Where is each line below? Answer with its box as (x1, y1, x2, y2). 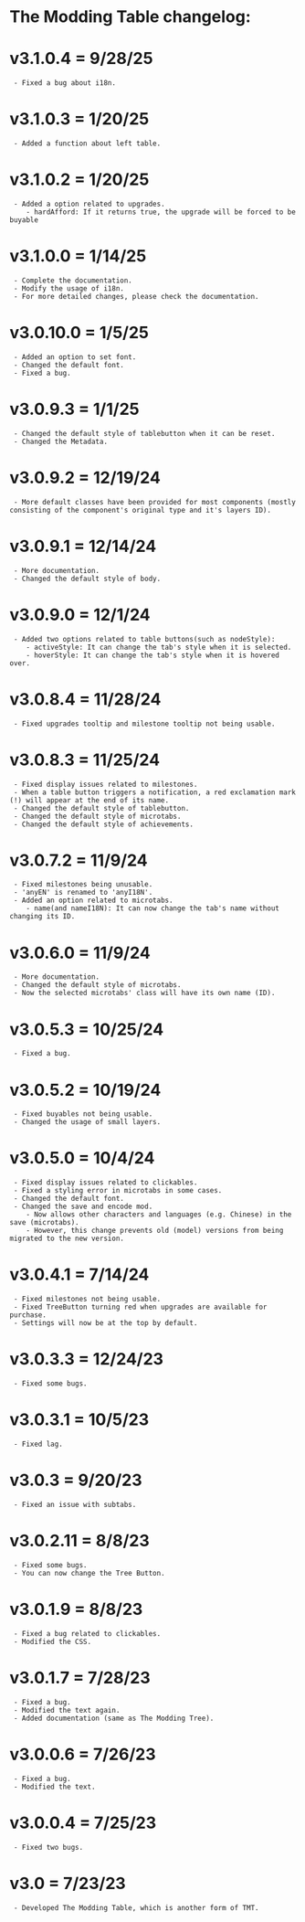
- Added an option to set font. (13, 352, 137, 362)
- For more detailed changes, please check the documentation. (13, 292, 259, 301)
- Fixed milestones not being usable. (13, 1295, 162, 1304)
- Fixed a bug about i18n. (13, 79, 117, 88)
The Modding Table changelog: (9, 6, 251, 27)
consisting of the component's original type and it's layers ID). (9, 505, 272, 515)
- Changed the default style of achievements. (13, 820, 195, 829)
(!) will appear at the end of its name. (9, 795, 170, 805)
